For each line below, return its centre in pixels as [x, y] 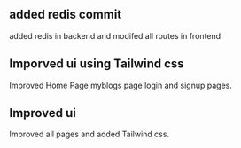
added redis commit [66, 15]
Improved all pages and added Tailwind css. [89, 134]
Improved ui [43, 113]
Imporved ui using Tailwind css [97, 64]
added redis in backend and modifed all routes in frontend [115, 35]
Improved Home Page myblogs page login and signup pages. [120, 85]
